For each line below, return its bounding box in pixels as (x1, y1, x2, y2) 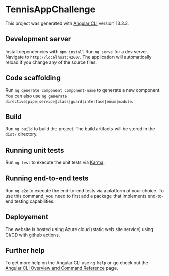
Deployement (5, 213, 49, 221)
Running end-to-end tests (5, 174, 89, 182)
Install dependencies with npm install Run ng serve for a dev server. (5, 48, 148, 54)
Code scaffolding (5, 74, 61, 82)
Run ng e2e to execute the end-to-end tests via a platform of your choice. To (5, 188, 164, 193)
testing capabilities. (14, 198, 55, 204)
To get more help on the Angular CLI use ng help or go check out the (5, 259, 148, 266)
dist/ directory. (5, 131, 38, 137)
